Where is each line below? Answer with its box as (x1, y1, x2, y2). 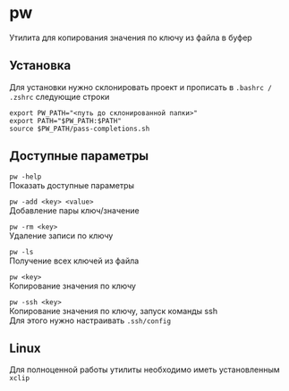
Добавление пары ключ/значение (9, 204, 140, 216)
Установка (9, 58, 72, 73)
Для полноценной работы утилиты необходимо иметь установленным (9, 364, 280, 375)
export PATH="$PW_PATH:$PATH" (9, 116, 123, 125)
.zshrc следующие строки (9, 91, 110, 102)
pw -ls (9, 247, 34, 256)
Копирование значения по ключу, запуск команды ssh (9, 305, 217, 316)
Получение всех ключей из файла (9, 255, 140, 266)
